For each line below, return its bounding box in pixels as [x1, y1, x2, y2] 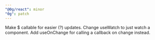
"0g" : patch [5, 11, 29, 16]
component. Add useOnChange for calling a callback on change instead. [5, 30, 151, 35]
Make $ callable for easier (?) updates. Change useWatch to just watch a [5, 24, 151, 30]
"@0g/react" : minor [5, 7, 45, 12]
